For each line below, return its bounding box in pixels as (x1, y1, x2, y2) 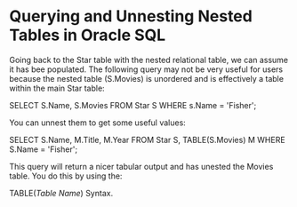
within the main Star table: (9, 83, 105, 93)
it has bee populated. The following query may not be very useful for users (9, 64, 283, 75)
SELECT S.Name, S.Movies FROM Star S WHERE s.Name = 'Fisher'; (9, 100, 257, 110)
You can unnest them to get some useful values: (9, 117, 187, 128)
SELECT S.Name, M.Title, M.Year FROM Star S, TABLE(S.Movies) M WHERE (9, 134, 286, 145)
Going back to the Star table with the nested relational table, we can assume (9, 54, 289, 65)
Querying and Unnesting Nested (9, 6, 253, 27)
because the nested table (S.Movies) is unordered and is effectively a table (9, 73, 285, 84)
